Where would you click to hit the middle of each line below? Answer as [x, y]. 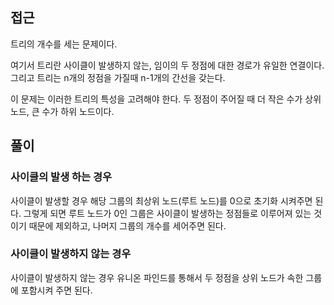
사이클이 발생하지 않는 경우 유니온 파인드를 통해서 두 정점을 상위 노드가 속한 [157, 277]
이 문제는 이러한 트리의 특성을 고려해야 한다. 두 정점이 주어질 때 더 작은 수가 [156, 99]
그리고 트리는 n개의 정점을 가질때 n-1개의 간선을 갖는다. [118, 77]
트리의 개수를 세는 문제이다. [64, 44]
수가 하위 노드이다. [78, 111]
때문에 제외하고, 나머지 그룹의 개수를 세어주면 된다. [127, 225]
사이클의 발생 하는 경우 [61, 177]
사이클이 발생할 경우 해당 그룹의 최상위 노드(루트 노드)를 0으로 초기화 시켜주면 [161, 200]
